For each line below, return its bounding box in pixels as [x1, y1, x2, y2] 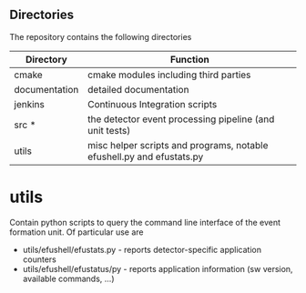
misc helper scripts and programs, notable [87, 138, 269, 151]
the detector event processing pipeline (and [87, 113, 275, 126]
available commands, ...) [22, 273, 116, 284]
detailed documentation [87, 83, 189, 96]
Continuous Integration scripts [87, 97, 218, 110]
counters [22, 254, 57, 265]
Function [169, 53, 209, 66]
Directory [25, 53, 68, 66]
